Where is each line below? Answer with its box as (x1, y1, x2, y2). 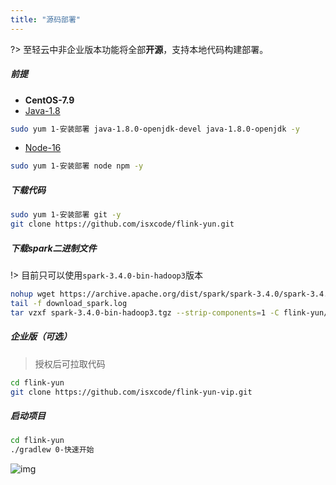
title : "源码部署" (10, 14, 82, 25)
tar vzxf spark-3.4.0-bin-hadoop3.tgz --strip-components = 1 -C (10, 307, 280, 318)
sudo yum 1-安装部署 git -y (10, 210, 122, 220)
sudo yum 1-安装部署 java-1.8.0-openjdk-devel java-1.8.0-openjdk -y (10, 124, 300, 134)
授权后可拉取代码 (34, 357, 106, 370)
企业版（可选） (10, 331, 72, 343)
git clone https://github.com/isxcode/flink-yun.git (10, 219, 235, 230)
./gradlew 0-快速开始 (10, 445, 95, 455)
